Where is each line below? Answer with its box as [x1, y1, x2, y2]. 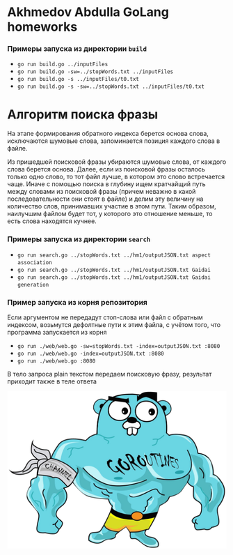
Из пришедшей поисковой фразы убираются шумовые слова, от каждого [7, 158, 227, 166]
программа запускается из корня [7, 328, 107, 337]
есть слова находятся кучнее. [7, 217, 97, 225]
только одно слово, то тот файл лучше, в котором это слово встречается [7, 172, 225, 181]
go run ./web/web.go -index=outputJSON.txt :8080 [17, 350, 165, 358]
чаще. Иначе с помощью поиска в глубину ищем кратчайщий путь [7, 180, 207, 188]
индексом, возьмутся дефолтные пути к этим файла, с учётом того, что [7, 321, 221, 329]
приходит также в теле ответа [7, 377, 97, 386]
